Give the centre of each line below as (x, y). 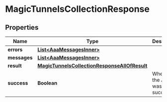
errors (15, 50)
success (18, 83)
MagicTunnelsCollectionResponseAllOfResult (92, 66)
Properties (22, 27)
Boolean (47, 83)
